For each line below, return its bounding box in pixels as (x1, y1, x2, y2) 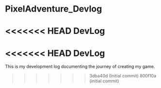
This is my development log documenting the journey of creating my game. (5, 64, 155, 70)
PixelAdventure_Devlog (5, 3, 102, 15)
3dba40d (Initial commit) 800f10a (89, 73, 157, 79)
